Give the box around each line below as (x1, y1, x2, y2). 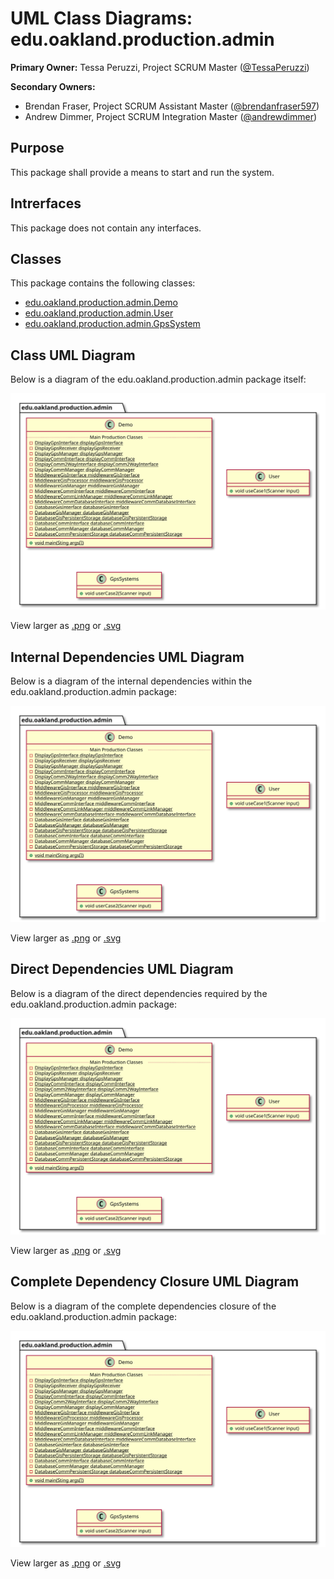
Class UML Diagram (10, 347, 136, 364)
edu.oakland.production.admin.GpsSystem (24, 318, 201, 330)
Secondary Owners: (10, 80, 96, 92)
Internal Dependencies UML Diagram (10, 648, 245, 666)
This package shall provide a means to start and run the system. (10, 166, 275, 178)
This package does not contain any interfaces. (10, 222, 202, 234)
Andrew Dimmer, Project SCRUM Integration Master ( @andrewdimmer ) (24, 110, 318, 122)
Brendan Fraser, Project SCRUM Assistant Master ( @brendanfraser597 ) (24, 100, 320, 112)
